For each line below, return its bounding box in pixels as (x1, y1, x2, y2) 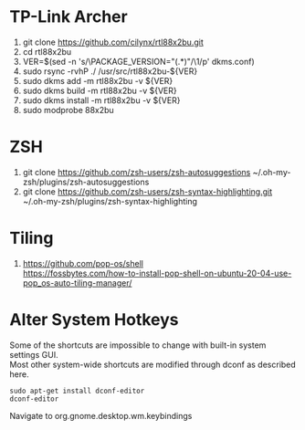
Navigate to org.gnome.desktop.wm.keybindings (9, 410, 193, 421)
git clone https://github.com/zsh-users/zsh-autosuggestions (22, 166, 251, 177)
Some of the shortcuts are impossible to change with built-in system (9, 340, 267, 351)
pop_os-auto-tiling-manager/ (22, 277, 132, 288)
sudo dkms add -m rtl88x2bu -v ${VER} (22, 75, 174, 86)
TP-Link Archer (9, 6, 128, 27)
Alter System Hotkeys (9, 309, 180, 330)
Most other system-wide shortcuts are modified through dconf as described (9, 359, 297, 370)
